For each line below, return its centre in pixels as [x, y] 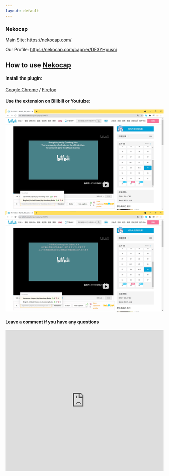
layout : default [22, 11]
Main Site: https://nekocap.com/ [38, 40]
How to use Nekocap [38, 65]
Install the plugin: [24, 78]
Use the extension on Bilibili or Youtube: [48, 101]
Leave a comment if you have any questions [52, 322]
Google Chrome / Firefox [31, 89]
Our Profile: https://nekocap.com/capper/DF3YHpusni [61, 49]
